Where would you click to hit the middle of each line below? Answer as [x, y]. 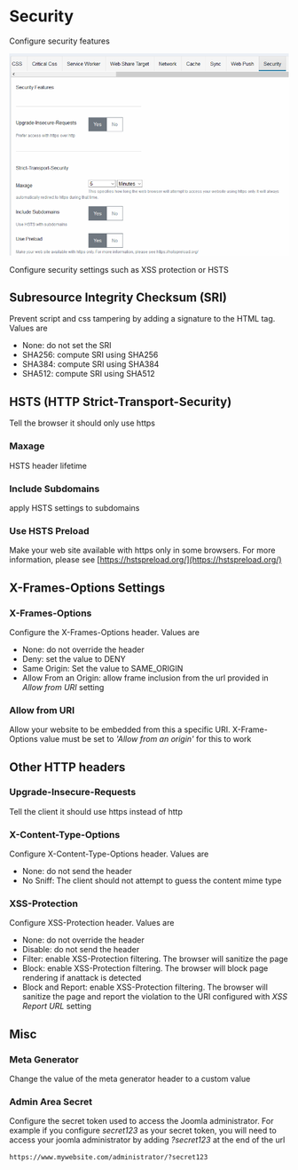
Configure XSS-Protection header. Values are [92, 923]
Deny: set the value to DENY [74, 658]
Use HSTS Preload [50, 530]
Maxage [27, 446]
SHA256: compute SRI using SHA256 [90, 355]
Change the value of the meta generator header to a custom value [130, 1079]
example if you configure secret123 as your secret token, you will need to [143, 1131]
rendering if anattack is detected [82, 978]
